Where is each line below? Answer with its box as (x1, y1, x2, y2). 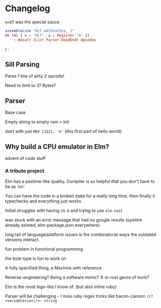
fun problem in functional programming (5, 246, 83, 252)
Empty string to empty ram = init (5, 119, 70, 125)
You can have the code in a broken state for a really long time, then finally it (5, 193, 156, 199)
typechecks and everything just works (5, 198, 81, 204)
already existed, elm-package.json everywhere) (5, 222, 100, 228)
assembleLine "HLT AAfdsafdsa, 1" (5, 28, 75, 33)
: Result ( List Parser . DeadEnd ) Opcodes (14, 37, 96, 42)
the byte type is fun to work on (5, 256, 66, 261)
